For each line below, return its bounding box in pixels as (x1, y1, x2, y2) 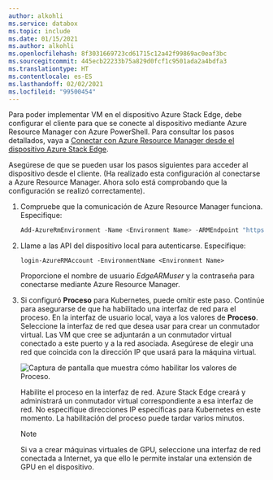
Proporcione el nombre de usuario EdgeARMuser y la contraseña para (19, 271, 255, 281)
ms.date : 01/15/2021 (8, 34, 79, 43)
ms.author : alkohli (8, 42, 75, 50)
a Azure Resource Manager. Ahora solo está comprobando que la (8, 177, 227, 187)
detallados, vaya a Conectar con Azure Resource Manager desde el (8, 136, 235, 146)
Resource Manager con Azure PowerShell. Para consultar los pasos (8, 127, 235, 137)
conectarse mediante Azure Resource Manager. (19, 280, 180, 290)
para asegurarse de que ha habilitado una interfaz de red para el (19, 304, 236, 314)
